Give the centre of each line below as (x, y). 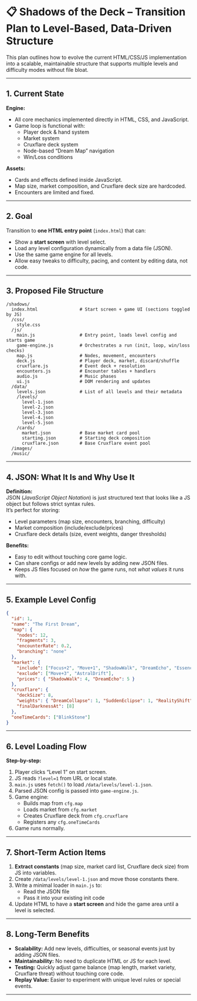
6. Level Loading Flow (46, 746)
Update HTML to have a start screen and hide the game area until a (96, 904)
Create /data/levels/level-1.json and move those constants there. (97, 879)
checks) (16, 351)
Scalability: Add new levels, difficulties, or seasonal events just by (95, 948)
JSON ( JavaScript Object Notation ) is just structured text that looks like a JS (98, 498)
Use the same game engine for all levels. (64, 254)
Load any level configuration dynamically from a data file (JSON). (94, 248)
